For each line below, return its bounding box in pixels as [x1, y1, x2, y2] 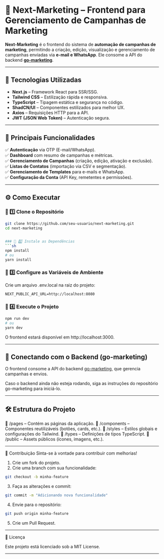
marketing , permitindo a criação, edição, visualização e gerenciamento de [5, 47, 155, 52]
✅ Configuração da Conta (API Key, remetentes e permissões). [5, 174, 133, 180]
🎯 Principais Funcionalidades [5, 134, 95, 142]
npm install [5, 248, 29, 253]
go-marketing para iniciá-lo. [5, 386, 61, 391]
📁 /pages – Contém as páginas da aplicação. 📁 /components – [5, 421, 130, 427]
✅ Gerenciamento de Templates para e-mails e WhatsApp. [5, 169, 124, 174]
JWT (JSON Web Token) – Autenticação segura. [12, 115, 110, 121]
